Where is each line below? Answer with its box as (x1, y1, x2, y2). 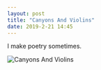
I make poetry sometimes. (7, 42, 82, 51)
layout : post (7, 10, 45, 17)
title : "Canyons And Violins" (7, 17, 95, 24)
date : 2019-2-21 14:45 (7, 23, 73, 30)
